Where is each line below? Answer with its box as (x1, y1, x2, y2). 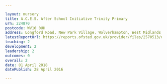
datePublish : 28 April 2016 (5, 67, 64, 72)
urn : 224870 (5, 21, 30, 26)
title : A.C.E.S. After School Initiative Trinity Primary (5, 16, 128, 21)
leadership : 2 (5, 48, 35, 54)
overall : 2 (5, 58, 28, 63)
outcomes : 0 (5, 53, 30, 58)
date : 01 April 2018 (5, 63, 48, 68)
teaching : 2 (5, 39, 30, 45)
